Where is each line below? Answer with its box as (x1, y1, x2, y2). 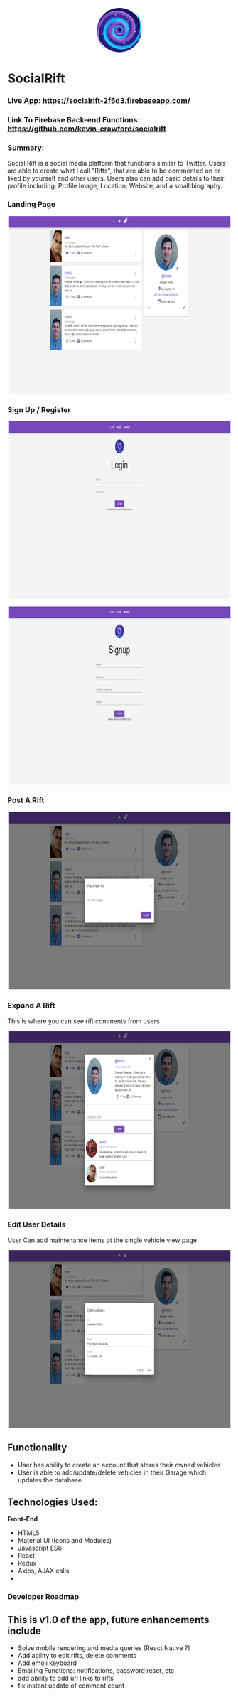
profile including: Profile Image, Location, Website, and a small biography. (7, 182, 222, 190)
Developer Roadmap (7, 1592, 80, 1602)
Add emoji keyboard (17, 1659, 77, 1667)
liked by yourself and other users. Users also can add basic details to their (7, 174, 225, 183)
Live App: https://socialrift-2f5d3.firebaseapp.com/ (7, 96, 190, 106)
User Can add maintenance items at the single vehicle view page (7, 1236, 198, 1244)
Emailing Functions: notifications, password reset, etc (17, 1666, 175, 1675)
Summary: (7, 143, 45, 153)
